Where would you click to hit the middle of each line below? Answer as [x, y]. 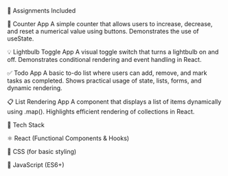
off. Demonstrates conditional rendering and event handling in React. [104, 59]
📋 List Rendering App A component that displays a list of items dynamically [114, 102]
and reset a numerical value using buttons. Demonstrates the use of [103, 31]
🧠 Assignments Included [42, 11]
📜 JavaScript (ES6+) [36, 165]
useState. [21, 38]
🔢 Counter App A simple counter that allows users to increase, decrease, [110, 24]
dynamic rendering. [35, 88]
